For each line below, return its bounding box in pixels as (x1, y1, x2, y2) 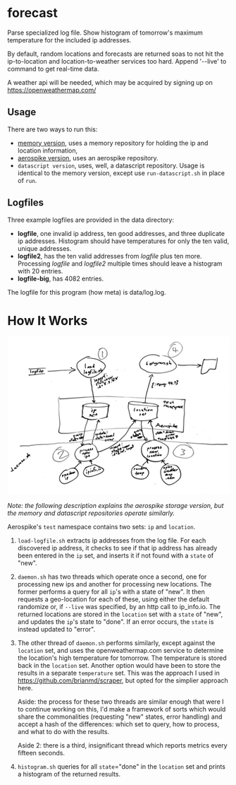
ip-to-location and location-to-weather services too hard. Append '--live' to (7, 57, 227, 65)
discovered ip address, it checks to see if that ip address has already (17, 543, 218, 552)
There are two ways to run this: (7, 125, 98, 134)
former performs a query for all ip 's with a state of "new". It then (17, 587, 206, 596)
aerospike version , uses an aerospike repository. (17, 153, 159, 162)
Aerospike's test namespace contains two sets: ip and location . (7, 522, 196, 531)
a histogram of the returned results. (17, 769, 121, 778)
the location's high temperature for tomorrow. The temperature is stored (17, 654, 227, 662)
